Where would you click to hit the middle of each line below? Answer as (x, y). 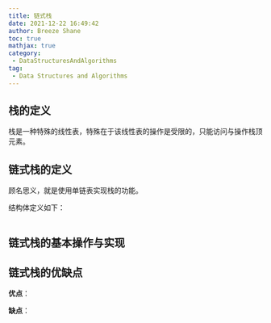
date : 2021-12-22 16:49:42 (54, 23)
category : (25, 53)
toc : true (25, 38)
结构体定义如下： (37, 208)
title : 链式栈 (30, 16)
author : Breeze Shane (45, 31)
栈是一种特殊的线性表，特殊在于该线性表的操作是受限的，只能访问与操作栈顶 (135, 132)
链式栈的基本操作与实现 (67, 243)
